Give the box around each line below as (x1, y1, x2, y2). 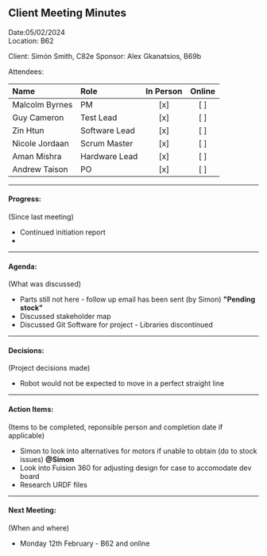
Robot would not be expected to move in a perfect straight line (19, 379, 225, 388)
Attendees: (8, 67, 44, 76)
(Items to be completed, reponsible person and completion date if (8, 422, 223, 432)
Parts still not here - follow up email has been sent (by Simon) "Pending (19, 294, 256, 305)
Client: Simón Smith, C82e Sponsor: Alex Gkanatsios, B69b (8, 51, 202, 60)
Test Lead (80, 111, 118, 122)
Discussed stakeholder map (19, 312, 111, 321)
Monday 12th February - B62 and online (19, 539, 150, 548)
